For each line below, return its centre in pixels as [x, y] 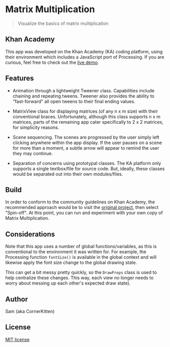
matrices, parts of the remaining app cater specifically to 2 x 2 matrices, [88, 122]
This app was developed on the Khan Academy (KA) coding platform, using [84, 51]
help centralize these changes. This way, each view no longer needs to [79, 278]
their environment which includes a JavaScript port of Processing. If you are [85, 57]
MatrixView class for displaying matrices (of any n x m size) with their [85, 111]
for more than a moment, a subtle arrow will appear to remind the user [86, 148]
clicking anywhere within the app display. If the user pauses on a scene [87, 143]
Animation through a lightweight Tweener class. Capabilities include [83, 90]
